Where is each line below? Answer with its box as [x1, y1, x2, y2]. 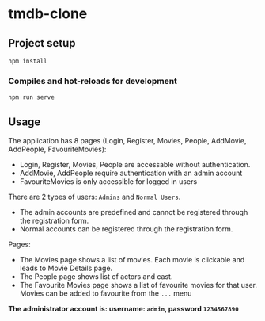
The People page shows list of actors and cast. [19, 272, 173, 281]
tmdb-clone [8, 5, 88, 23]
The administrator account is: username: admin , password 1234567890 [8, 304, 239, 314]
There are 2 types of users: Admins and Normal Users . [8, 192, 181, 202]
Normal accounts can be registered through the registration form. [19, 224, 233, 234]
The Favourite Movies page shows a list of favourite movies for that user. [19, 281, 257, 290]
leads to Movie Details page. [19, 263, 113, 273]
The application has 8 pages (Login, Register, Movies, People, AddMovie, [8, 136, 247, 146]
